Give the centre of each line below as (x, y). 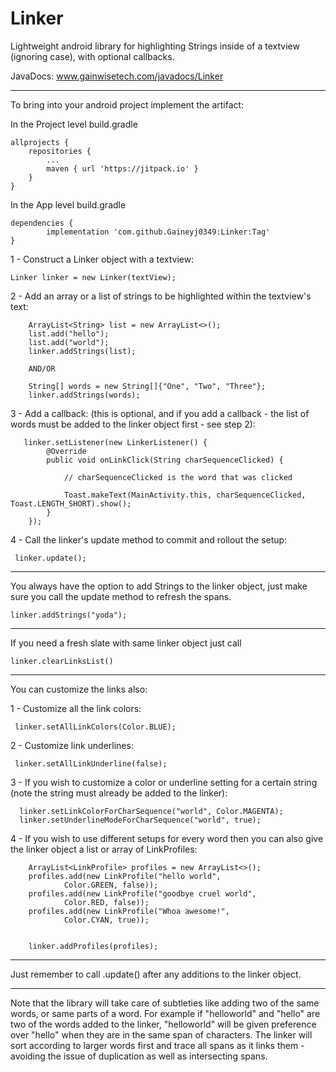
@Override (66, 451)
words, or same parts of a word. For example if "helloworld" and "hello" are (165, 1013)
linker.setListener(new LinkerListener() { (115, 442)
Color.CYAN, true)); (106, 920)
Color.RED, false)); (106, 902)
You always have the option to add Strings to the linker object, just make (159, 586)
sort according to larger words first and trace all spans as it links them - (157, 1045)
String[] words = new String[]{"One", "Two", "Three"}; (147, 386)
